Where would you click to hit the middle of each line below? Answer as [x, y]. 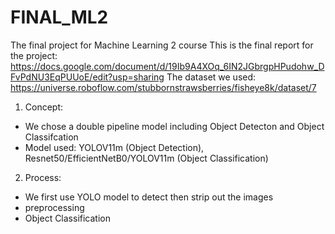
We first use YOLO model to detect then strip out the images [149, 197]
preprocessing [54, 207]
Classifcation [51, 137]
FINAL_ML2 [59, 17]
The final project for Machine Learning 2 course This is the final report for [162, 45]
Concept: [44, 107]
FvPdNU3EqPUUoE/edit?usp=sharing [87, 77]
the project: [34, 55]
